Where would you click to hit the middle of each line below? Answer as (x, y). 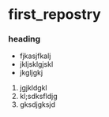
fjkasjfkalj (35, 56)
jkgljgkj (31, 73)
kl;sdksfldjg (38, 97)
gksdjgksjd (38, 104)
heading (24, 39)
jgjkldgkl (33, 88)
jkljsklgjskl (36, 64)
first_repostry (54, 15)
